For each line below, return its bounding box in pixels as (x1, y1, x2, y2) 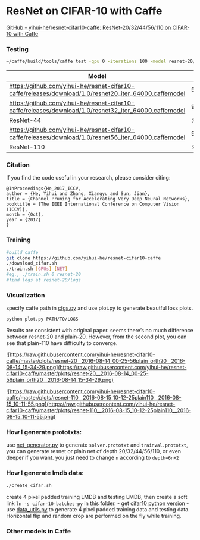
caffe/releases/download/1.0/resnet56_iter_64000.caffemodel (9, 133, 186, 142)
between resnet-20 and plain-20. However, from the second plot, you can (6, 333, 187, 340)
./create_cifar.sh (6, 482, 52, 488)
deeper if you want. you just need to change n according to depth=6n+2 (6, 454, 179, 461)
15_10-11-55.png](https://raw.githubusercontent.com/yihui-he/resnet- (6, 400, 176, 408)
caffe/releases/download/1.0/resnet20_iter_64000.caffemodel (9, 89, 186, 98)
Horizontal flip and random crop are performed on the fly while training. (6, 512, 182, 519)
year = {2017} (6, 217, 42, 223)
